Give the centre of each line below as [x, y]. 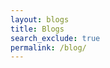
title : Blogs [37, 29]
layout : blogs [40, 19]
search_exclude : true [55, 38]
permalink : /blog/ [48, 47]
